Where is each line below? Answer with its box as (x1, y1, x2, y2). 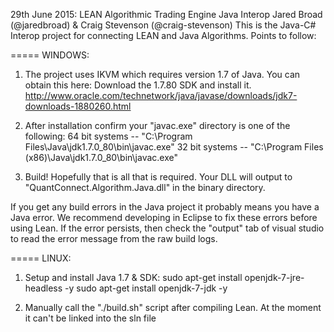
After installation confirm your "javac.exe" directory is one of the (24, 120, 291, 131)
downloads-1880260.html (24, 100, 132, 112)
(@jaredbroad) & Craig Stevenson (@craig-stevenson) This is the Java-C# (10, 19, 317, 31)
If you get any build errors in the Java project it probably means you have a (10, 201, 320, 213)
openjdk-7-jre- (244, 272, 305, 283)
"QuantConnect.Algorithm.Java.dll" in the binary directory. (24, 182, 266, 193)
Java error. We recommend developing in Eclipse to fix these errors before (10, 212, 318, 223)
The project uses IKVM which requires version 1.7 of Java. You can (24, 69, 301, 80)
